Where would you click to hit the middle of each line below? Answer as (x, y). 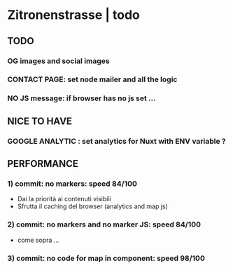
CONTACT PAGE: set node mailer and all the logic (92, 79)
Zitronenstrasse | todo (73, 15)
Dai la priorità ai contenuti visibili (64, 199)
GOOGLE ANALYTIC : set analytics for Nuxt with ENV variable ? (116, 141)
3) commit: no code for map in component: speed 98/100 (106, 258)
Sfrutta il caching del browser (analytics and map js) (92, 206)
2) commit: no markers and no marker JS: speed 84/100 (104, 224)
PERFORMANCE (43, 164)
